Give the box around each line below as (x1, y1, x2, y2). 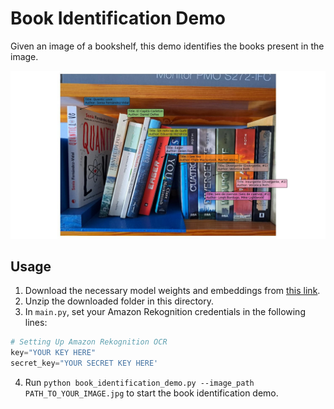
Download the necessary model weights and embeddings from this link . (24, 285, 321, 297)
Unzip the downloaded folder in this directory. (24, 295, 214, 307)
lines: (24, 317, 48, 329)
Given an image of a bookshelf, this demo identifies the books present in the (10, 40, 325, 52)
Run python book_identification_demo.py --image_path (24, 377, 255, 389)
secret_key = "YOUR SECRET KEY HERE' (10, 358, 159, 369)
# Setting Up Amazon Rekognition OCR (10, 337, 168, 347)
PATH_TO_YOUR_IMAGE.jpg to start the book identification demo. (24, 387, 279, 399)
